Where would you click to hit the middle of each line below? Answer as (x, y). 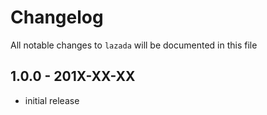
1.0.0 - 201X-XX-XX (73, 76)
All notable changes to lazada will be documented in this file (134, 45)
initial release (52, 100)
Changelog (57, 17)
